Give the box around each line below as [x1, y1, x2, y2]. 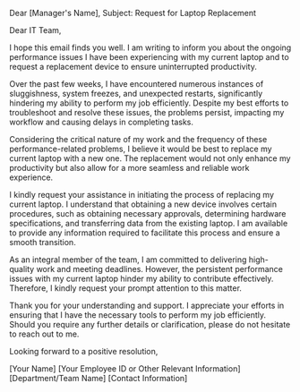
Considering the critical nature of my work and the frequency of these [9, 134, 268, 144]
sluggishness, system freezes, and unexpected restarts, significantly [9, 89, 263, 98]
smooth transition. [9, 237, 76, 247]
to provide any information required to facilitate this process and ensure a [9, 227, 280, 238]
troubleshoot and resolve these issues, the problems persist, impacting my [9, 107, 285, 117]
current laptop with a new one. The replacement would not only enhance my [9, 153, 291, 164]
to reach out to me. [9, 328, 80, 339]
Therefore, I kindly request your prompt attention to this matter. [9, 283, 242, 294]
